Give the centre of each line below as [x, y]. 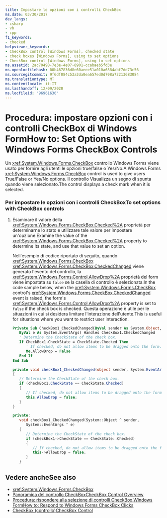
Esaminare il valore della [37, 219]
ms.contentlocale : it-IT [31, 84]
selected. [15, 190]
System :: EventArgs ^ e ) [50, 425]
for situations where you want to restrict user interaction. [71, 319]
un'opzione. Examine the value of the [50, 235]
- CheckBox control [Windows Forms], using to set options [68, 61]
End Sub [20, 361]
